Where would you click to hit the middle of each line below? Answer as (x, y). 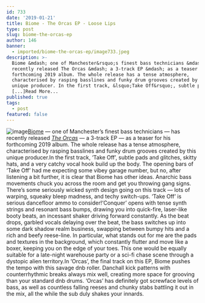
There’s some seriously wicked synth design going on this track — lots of (98, 190)
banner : (16, 46)
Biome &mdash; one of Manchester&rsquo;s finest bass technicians (98, 63)
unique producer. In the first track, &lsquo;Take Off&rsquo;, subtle (103, 86)
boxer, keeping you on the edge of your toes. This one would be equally (97, 249)
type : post (20, 29)
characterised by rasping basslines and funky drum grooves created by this (101, 151)
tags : (13, 103)
